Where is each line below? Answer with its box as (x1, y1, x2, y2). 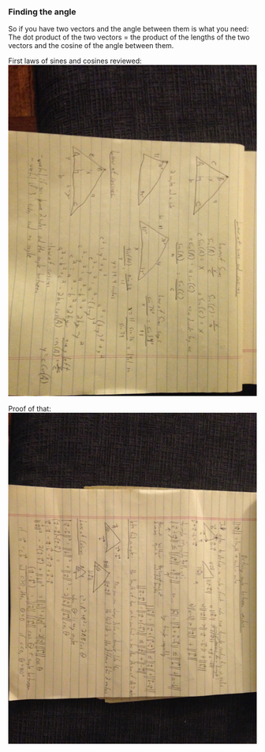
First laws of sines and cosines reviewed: (8, 56, 142, 65)
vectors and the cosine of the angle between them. (8, 41, 174, 50)
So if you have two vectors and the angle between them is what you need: (8, 24, 249, 34)
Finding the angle (8, 6, 77, 17)
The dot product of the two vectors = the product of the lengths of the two (8, 32, 250, 42)
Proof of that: (8, 404, 51, 414)
